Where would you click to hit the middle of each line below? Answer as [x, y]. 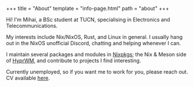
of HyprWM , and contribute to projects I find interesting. [74, 61]
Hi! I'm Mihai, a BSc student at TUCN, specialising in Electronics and [88, 19]
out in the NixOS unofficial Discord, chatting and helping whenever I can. [93, 43]
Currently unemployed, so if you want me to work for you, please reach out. [97, 72]
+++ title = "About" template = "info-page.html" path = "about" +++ [88, 8]
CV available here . [28, 78]
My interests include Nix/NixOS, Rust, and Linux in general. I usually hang [94, 37]
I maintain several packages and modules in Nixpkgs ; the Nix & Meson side [96, 54]
